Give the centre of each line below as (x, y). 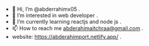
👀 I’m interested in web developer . (55, 15)
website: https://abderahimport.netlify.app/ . (67, 37)
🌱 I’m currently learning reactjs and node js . (67, 22)
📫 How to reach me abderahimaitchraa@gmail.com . (78, 28)
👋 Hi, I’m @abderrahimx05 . (46, 9)
